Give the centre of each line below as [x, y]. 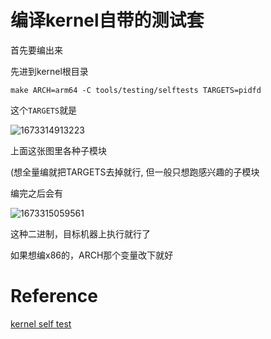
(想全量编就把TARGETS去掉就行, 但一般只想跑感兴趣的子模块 [135, 172]
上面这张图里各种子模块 [58, 150]
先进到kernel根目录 [49, 71]
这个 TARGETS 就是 [44, 110]
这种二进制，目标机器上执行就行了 [80, 233]
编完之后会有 [36, 193]
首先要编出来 [36, 50]
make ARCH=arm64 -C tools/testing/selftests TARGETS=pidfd [136, 90]
